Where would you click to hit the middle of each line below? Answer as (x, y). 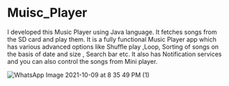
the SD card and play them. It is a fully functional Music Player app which (112, 39)
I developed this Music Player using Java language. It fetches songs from (112, 32)
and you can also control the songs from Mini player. (82, 61)
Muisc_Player (47, 13)
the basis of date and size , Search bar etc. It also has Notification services (114, 54)
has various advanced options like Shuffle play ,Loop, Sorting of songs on (113, 46)
